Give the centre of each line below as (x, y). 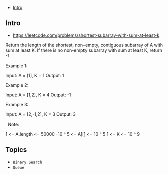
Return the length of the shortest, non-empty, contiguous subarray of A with (84, 45)
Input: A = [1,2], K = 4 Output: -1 (38, 95)
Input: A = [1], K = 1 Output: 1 (35, 75)
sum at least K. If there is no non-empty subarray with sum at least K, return (84, 50)
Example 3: (17, 104)
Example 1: (16, 66)
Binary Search (27, 162)
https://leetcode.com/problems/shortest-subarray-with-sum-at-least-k (86, 35)
